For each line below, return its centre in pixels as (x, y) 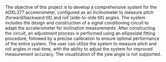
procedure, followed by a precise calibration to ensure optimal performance (82, 38)
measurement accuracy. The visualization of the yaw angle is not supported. (83, 54)
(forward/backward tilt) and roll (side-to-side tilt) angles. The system (75, 17)
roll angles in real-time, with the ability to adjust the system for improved (79, 49)
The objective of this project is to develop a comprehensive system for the (81, 7)
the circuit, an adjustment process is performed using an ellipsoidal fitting (80, 33)
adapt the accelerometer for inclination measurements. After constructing (80, 28)
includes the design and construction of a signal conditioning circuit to (77, 23)
